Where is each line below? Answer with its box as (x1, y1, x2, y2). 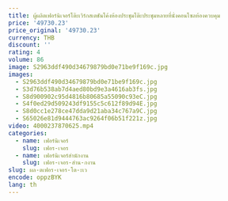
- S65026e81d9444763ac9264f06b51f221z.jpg (15, 115, 158, 123)
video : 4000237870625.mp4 (8, 122, 93, 130)
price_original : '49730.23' (8, 26, 101, 34)
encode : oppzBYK (8, 173, 62, 182)
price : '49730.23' (8, 19, 69, 27)
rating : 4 (8, 48, 41, 56)
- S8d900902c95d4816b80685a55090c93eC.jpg (15, 93, 158, 100)
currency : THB (8, 33, 55, 42)
